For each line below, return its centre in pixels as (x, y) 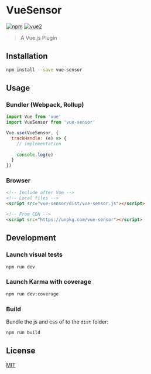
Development (31, 238)
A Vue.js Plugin (39, 38)
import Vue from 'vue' (34, 117)
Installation (27, 56)
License (21, 351)
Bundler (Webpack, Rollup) (45, 104)
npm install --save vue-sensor (44, 70)
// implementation (39, 144)
